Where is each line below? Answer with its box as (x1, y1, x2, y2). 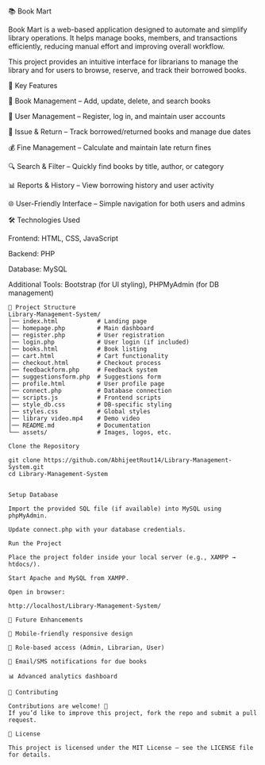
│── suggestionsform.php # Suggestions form (8, 373, 161, 381)
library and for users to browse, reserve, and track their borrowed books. (8, 66, 248, 75)
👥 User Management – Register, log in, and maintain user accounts (8, 112, 226, 121)
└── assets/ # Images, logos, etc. (8, 429, 172, 436)
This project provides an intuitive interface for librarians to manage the (8, 57, 239, 66)
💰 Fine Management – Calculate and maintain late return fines (8, 143, 212, 152)
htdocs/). (8, 560, 41, 568)
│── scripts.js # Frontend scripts (8, 394, 161, 402)
